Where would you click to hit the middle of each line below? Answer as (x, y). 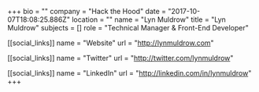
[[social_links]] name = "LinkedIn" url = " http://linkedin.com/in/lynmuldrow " (129, 73)
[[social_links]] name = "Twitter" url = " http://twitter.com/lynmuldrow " (120, 58)
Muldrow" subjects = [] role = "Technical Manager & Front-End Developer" (128, 28)
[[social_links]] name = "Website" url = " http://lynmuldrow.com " (111, 43)
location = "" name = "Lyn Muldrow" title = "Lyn (148, 19)
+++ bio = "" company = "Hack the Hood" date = (87, 11)
